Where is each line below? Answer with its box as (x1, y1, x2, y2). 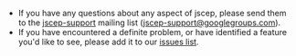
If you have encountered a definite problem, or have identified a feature (17, 27, 288, 37)
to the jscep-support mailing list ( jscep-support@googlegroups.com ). (17, 17, 281, 28)
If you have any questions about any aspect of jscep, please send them (17, 8, 287, 18)
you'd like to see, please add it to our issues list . (17, 36, 199, 47)
